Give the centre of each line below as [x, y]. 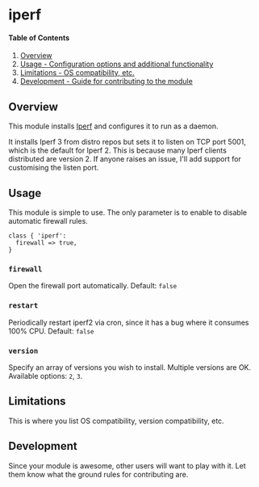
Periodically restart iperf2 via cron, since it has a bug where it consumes [129, 322]
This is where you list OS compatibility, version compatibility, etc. [116, 421]
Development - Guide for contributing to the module [107, 82]
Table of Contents [39, 37]
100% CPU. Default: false [51, 331]
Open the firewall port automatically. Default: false [93, 286]
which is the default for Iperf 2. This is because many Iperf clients [118, 150]
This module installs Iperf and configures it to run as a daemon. [114, 126]
